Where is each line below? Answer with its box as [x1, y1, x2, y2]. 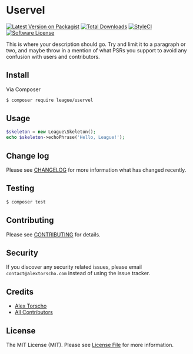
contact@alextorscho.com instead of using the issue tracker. [6, 270, 151, 277]
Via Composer [6, 86, 41, 93]
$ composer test [6, 199, 46, 205]
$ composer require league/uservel [6, 97, 94, 103]
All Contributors [14, 309, 53, 316]
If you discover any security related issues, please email [6, 263, 142, 270]
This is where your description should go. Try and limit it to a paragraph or [6, 41, 187, 48]
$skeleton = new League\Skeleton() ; [6, 129, 96, 135]
